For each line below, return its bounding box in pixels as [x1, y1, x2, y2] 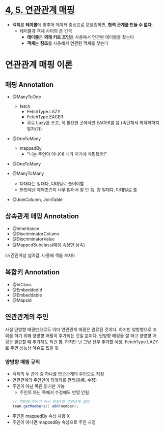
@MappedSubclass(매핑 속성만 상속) [12, 242, 85, 248]
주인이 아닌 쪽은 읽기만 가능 [12, 383, 65, 389]
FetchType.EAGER [27, 114, 64, 120]
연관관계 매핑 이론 [5, 60, 73, 70]
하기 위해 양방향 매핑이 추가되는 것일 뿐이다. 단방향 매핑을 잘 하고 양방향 [14, 333, 152, 339]
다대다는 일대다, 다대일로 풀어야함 [19, 180, 84, 186]
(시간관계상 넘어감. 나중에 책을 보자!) [5, 252, 75, 258]
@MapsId [12, 297, 32, 303]
